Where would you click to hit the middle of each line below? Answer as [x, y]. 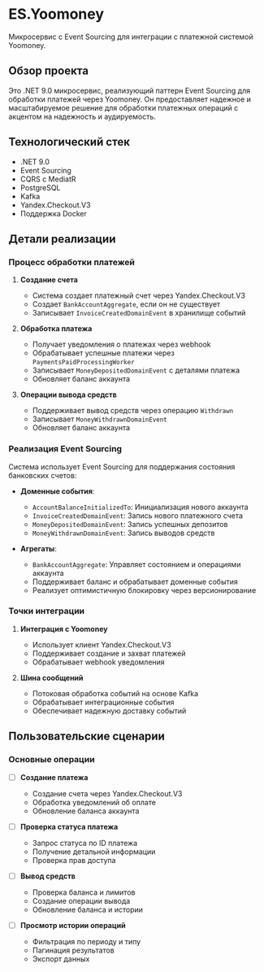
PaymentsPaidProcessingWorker [84, 363]
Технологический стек [69, 142]
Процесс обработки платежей [72, 262]
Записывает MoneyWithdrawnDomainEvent [100, 419]
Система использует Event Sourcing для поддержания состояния [122, 466]
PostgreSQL [40, 187]
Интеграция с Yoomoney [64, 629]
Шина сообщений [52, 678]
